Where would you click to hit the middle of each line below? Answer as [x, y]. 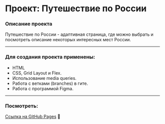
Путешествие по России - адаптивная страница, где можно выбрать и [79, 34]
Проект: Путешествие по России [76, 9]
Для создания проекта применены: [50, 57]
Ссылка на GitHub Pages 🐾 [33, 117]
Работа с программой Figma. [43, 88]
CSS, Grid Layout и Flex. [37, 73]
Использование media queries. [44, 78]
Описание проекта [29, 24]
